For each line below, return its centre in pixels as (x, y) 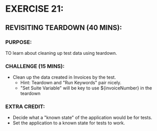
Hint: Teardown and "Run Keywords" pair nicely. (71, 83)
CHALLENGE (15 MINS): (35, 66)
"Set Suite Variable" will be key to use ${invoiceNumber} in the (86, 88)
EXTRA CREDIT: (25, 107)
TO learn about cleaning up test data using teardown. (61, 53)
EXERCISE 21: (34, 9)
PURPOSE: (19, 42)
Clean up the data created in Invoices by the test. (64, 77)
